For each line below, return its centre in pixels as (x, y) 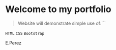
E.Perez (13, 43)
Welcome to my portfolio (58, 9)
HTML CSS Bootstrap (25, 33)
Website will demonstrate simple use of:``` (62, 23)
